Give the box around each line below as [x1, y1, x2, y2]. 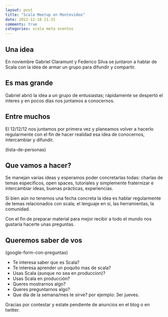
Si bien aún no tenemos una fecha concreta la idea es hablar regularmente [5, 195, 161, 201]
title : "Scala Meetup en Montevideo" [5, 12, 85, 17]
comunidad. [5, 206, 30, 212]
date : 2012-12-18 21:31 [5, 17, 56, 22]
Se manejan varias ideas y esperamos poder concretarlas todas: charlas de [5, 175, 163, 181]
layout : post [5, 7, 33, 13]
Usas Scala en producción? [12, 275, 70, 282]
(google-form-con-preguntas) [5, 249, 69, 256]
